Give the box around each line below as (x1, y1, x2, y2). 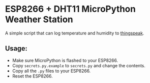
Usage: (5, 44, 28, 53)
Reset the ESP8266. (12, 73, 53, 79)
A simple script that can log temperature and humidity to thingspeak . (5, 30, 144, 36)
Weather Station (5, 14, 73, 25)
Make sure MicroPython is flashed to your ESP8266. (12, 57, 118, 63)
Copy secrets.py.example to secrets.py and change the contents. (12, 62, 146, 68)
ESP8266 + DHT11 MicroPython (5, 3, 136, 15)
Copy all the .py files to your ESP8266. (12, 68, 91, 74)
